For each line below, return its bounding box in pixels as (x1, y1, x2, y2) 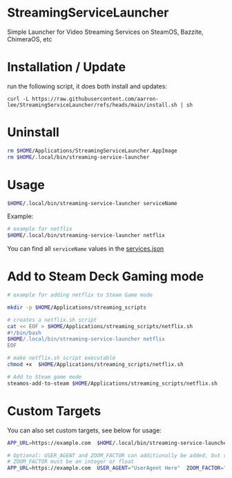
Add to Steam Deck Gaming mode (7, 269, 204, 285)
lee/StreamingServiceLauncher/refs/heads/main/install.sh (7, 102, 177, 108)
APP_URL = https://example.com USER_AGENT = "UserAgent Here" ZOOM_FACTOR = (7, 465, 224, 472)
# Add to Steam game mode (7, 373, 81, 381)
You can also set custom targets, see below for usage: (7, 426, 162, 434)
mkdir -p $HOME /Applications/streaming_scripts (7, 304, 147, 311)
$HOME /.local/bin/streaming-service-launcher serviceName (7, 200, 177, 207)
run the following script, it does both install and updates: (7, 82, 168, 90)
